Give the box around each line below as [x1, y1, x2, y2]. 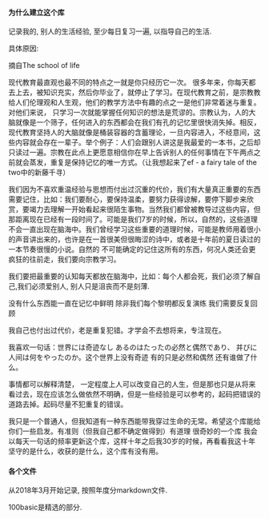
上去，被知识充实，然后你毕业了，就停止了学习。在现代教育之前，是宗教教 [14, 88, 261, 98]
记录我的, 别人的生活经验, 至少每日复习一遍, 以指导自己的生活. [8, 26, 212, 36]
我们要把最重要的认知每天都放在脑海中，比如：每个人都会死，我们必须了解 [8, 272, 254, 281]
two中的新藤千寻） [8, 168, 70, 178]
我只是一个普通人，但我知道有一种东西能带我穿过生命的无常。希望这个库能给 [8, 417, 261, 426]
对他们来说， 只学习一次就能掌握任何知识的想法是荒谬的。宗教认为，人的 [8, 108, 249, 118]
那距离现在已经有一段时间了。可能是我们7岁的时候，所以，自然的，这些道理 [8, 214, 258, 224]
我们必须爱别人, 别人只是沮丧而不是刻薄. [17, 281, 151, 291]
